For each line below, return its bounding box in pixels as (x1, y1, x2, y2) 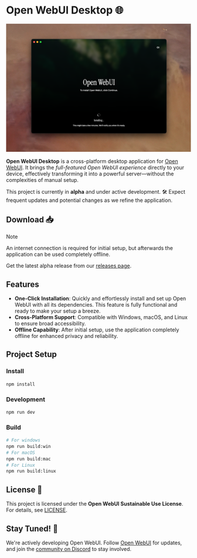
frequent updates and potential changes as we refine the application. (6, 197, 173, 204)
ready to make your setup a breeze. (14, 307, 101, 315)
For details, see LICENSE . (6, 507, 67, 514)
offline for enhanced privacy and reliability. (14, 333, 118, 340)
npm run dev (6, 409, 35, 415)
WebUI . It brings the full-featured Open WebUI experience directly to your (6, 164, 185, 171)
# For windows (6, 437, 41, 443)
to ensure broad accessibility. (14, 320, 86, 327)
